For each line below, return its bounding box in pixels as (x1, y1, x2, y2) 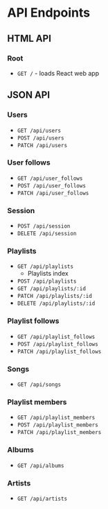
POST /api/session (17, 223, 71, 230)
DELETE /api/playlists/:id (17, 300, 96, 307)
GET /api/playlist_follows (17, 333, 96, 340)
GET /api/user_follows (17, 175, 83, 182)
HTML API (7, 33, 52, 44)
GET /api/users (17, 127, 62, 134)
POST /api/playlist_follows (17, 340, 98, 348)
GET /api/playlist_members (17, 415, 96, 422)
